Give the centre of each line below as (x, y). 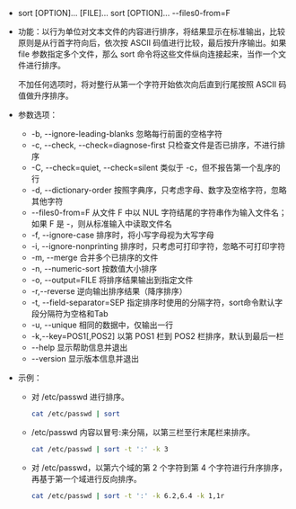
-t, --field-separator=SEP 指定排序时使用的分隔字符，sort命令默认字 (157, 302)
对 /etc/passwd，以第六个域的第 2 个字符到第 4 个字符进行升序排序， (159, 468)
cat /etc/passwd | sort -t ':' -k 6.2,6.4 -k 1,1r (128, 496)
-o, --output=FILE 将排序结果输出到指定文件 (112, 280)
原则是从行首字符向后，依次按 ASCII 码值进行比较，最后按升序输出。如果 (152, 43)
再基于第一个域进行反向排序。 (86, 478)
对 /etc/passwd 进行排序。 (80, 397)
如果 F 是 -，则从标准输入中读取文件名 (102, 223)
